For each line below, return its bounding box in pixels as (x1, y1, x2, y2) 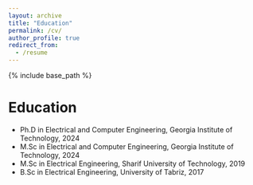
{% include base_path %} (8, 71, 92, 80)
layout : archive (8, 11, 62, 20)
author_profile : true (8, 33, 80, 42)
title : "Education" (8, 19, 73, 27)
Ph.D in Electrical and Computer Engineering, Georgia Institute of (19, 124, 233, 134)
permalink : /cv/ (8, 26, 62, 34)
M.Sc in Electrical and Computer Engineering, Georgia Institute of (19, 141, 234, 152)
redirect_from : (8, 41, 59, 49)
